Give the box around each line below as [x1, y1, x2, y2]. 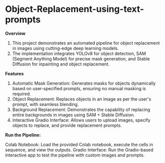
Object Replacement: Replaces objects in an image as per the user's [12, 96, 152, 102]
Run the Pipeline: [5, 132, 41, 138]
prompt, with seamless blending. [12, 101, 79, 107]
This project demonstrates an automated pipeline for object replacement [12, 40, 160, 46]
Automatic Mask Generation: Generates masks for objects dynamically [12, 80, 156, 86]
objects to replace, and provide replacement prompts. [12, 122, 122, 128]
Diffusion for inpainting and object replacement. [12, 61, 110, 67]
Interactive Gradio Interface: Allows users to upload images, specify [12, 117, 151, 123]
